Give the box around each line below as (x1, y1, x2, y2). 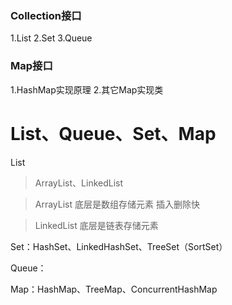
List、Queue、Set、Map (10, 122, 217, 145)
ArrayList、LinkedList (34, 177, 124, 189)
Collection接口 (10, 8, 82, 22)
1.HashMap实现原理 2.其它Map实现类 (10, 83, 164, 96)
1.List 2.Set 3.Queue (10, 32, 93, 44)
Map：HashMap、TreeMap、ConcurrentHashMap (10, 283, 218, 295)
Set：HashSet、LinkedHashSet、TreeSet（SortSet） (10, 240, 228, 252)
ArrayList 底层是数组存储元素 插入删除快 (34, 198, 200, 210)
